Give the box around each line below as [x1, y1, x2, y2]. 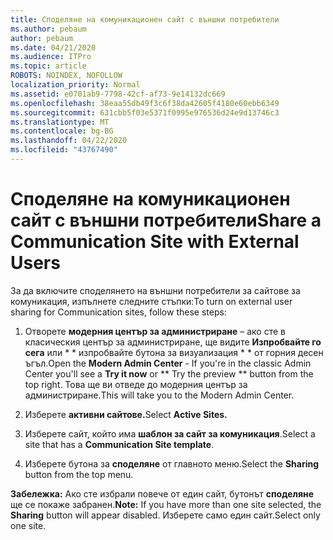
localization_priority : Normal [10, 80, 141, 90]
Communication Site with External [10, 231, 300, 253]
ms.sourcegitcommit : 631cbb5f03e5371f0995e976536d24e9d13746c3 [10, 107, 280, 118]
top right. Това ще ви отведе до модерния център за [24, 378, 248, 390]
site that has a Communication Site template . [24, 438, 215, 450]
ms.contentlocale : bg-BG [10, 126, 114, 136]
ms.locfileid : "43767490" [10, 145, 118, 155]
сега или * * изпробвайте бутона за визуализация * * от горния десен [24, 346, 324, 358]
